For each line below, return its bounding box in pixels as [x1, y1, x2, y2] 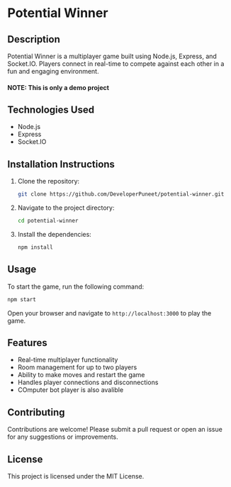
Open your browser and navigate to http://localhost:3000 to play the [7, 308, 212, 317]
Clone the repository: [17, 177, 80, 186]
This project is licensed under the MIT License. [7, 471, 145, 480]
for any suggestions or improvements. [7, 432, 118, 441]
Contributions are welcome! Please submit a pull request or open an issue [7, 425, 223, 434]
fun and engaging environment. [7, 67, 99, 75]
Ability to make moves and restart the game [17, 371, 145, 379]
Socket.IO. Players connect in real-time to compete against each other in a [7, 60, 225, 68]
